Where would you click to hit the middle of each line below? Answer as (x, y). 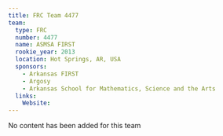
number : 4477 (37, 37)
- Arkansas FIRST (51, 74)
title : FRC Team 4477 (44, 15)
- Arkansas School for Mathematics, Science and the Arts (119, 88)
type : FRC (31, 30)
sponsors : (31, 67)
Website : (37, 103)
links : (26, 96)
